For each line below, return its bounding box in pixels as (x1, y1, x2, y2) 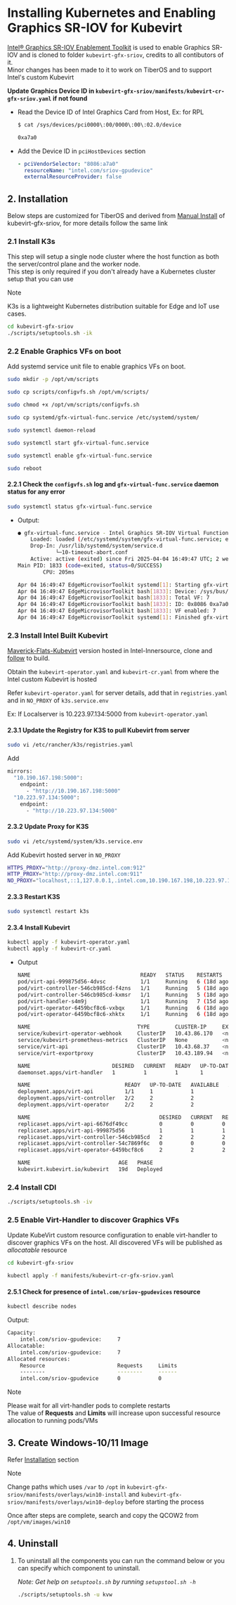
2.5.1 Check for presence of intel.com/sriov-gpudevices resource (7, 1287, 201, 1296)
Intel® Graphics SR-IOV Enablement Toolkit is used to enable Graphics (7, 43, 211, 51)
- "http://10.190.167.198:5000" (25, 787, 121, 794)
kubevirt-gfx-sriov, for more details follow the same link (7, 219, 169, 228)
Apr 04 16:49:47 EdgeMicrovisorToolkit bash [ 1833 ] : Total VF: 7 (17, 594, 210, 602)
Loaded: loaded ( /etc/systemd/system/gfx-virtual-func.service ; (30, 536, 223, 543)
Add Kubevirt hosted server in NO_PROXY (7, 851, 121, 859)
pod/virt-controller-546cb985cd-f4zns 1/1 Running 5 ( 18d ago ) (17, 984, 232, 992)
